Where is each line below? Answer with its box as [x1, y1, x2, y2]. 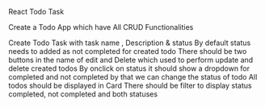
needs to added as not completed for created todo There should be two [8, 47, 247, 56]
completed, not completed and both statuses [8, 89, 158, 99]
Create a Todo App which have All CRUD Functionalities [8, 23, 194, 31]
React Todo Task [8, 7, 65, 16]
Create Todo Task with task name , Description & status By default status [8, 38, 251, 47]
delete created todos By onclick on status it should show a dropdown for [8, 64, 250, 73]
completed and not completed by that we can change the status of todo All [8, 72, 258, 81]
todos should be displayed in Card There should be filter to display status [8, 80, 252, 90]
